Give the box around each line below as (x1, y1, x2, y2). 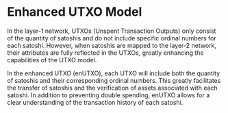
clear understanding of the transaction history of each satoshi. (7, 98, 183, 106)
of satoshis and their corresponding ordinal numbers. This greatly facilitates (7, 76, 221, 84)
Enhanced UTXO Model (7, 4, 142, 20)
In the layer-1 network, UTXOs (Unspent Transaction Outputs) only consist (7, 27, 216, 35)
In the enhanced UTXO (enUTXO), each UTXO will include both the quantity (7, 69, 220, 77)
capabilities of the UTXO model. (7, 55, 97, 64)
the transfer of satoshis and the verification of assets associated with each (7, 84, 218, 92)
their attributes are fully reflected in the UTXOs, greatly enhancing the (7, 49, 204, 57)
